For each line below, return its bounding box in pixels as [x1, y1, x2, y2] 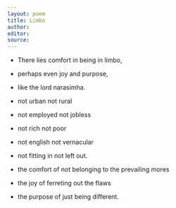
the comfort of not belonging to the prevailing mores [17, 165, 170, 173]
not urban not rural [17, 97, 73, 106]
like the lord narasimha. [17, 83, 86, 92]
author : [7, 23, 30, 30]
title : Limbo [7, 17, 46, 24]
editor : [7, 30, 30, 37]
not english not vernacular [17, 138, 94, 147]
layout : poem [7, 10, 46, 18]
